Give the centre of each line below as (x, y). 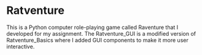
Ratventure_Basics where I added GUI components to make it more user (97, 40)
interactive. (21, 47)
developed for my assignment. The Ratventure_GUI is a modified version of (101, 33)
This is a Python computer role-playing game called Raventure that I (92, 27)
